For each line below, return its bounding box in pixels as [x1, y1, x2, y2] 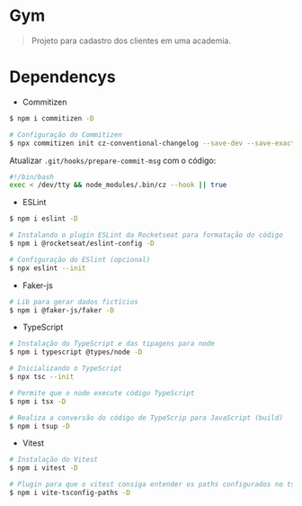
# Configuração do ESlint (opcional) [9, 255, 151, 264]
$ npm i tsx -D [9, 397, 67, 406]
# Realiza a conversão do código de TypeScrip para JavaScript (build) [9, 413, 283, 422]
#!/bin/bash [9, 172, 54, 181]
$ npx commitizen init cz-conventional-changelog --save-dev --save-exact [9, 139, 296, 148]
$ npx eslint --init [9, 263, 87, 273]
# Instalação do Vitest [9, 456, 99, 465]
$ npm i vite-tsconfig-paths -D [9, 488, 130, 497]
